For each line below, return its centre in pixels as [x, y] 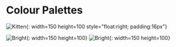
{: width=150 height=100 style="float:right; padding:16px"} [97, 26]
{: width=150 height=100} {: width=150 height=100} [98, 38]
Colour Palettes [45, 10]
